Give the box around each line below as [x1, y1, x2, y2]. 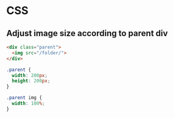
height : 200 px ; [12, 78, 51, 84]
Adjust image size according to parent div [6, 28, 168, 39]
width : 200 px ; [12, 72, 48, 78]
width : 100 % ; [12, 100, 45, 106]
